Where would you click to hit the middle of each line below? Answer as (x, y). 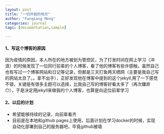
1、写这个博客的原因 (25, 48)
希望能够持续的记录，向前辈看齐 (44, 114)
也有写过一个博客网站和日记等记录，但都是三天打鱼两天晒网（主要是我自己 (80, 72)
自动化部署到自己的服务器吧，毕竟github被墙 (57, 126)
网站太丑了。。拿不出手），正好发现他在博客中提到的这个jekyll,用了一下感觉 (83, 78)
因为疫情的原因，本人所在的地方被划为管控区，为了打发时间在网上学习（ (78, 60)
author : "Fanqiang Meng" (30, 19)
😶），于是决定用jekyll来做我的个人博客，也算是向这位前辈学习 (67, 90)
